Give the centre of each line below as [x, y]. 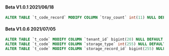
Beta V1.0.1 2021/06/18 [30, 7]
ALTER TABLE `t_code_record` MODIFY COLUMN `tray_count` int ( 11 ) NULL [81, 17]
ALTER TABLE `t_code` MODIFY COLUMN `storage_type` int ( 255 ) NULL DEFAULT [85, 44]
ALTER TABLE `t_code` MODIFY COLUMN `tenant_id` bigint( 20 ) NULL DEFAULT [84, 39]
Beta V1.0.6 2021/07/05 [31, 29]
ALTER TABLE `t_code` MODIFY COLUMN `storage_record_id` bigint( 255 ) [80, 49]
